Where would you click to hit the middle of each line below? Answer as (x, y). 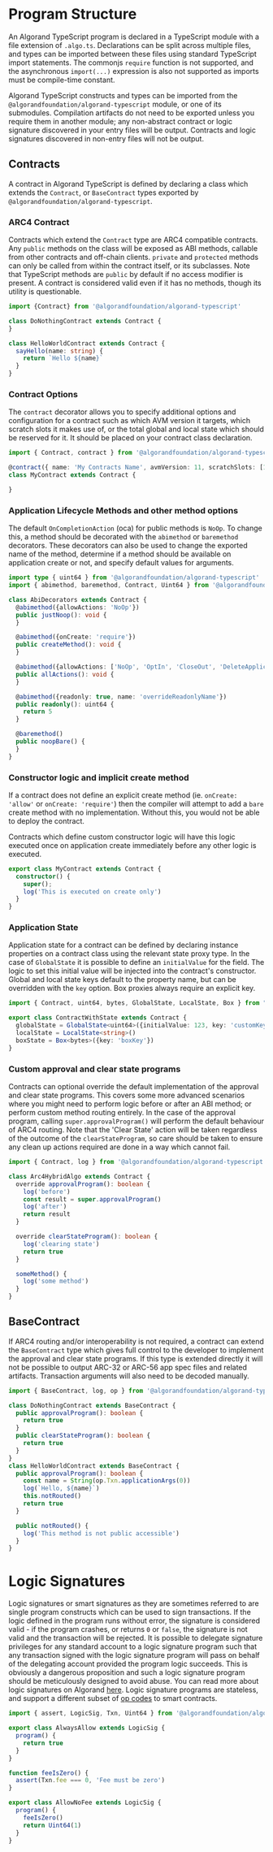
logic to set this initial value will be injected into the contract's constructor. (132, 971)
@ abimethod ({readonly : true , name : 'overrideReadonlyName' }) (121, 697)
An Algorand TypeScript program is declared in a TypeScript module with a (134, 37)
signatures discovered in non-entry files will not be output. (106, 138)
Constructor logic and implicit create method (99, 777)
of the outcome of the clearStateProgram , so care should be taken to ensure (136, 1139)
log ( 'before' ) (47, 1192)
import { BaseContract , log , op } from (76, 1391)
